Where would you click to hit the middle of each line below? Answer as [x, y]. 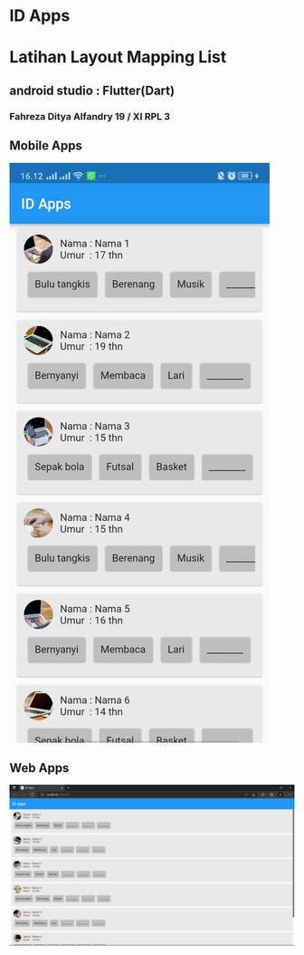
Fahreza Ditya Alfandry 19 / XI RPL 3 [90, 116]
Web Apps [39, 768]
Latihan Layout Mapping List [118, 58]
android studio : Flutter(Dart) [92, 90]
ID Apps [40, 16]
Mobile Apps [46, 146]
